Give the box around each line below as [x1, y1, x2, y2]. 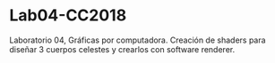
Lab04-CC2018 [9, 5, 127, 26]
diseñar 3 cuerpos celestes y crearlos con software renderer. [9, 43, 236, 54]
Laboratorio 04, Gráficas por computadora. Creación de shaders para [9, 35, 266, 45]
